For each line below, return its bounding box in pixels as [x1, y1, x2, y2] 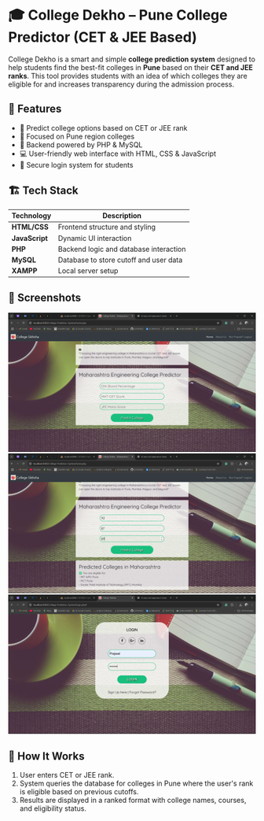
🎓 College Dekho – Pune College [8, 6, 228, 24]
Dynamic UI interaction [57, 233, 132, 242]
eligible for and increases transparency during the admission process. [8, 80, 234, 89]
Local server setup [57, 266, 119, 276]
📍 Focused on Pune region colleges [19, 131, 135, 141]
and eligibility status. [19, 804, 86, 813]
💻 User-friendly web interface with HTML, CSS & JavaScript [19, 149, 216, 158]
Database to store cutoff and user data [57, 255, 183, 264]
